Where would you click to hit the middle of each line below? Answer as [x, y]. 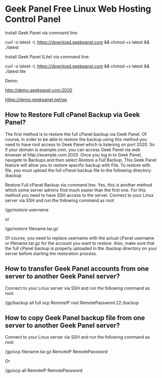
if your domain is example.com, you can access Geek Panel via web [73, 150]
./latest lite [15, 71]
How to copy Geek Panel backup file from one [75, 318]
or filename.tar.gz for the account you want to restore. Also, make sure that [80, 243]
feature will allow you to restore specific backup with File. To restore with [78, 165]
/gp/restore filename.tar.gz [32, 228]
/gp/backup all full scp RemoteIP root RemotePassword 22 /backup [72, 303]
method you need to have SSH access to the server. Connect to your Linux [79, 195]
